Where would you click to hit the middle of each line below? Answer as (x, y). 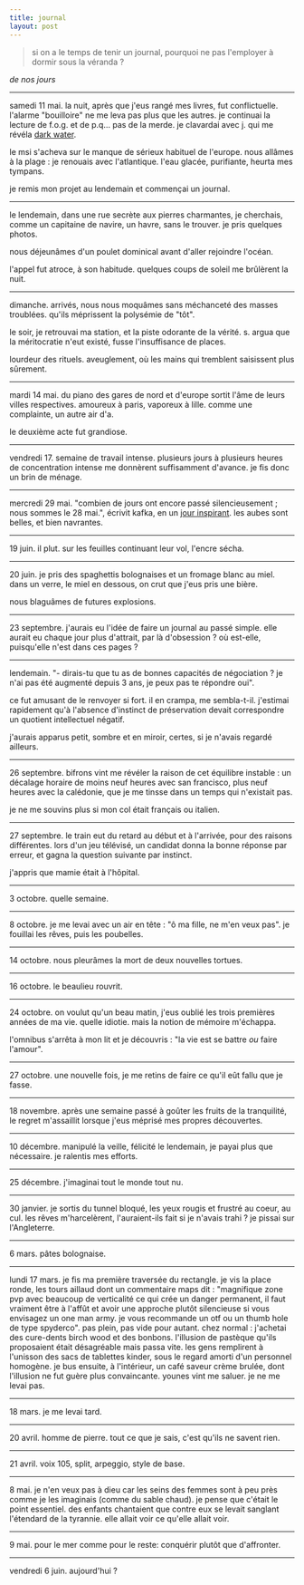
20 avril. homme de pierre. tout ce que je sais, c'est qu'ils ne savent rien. (145, 1437)
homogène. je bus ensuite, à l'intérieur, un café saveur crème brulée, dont (147, 1366)
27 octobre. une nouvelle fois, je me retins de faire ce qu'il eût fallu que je (146, 1075)
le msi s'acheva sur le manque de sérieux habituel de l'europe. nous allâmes (152, 151)
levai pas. (27, 1385)
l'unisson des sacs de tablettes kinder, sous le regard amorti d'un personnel (151, 1357)
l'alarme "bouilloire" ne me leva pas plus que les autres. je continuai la (140, 115)
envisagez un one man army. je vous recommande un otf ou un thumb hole (149, 1318)
